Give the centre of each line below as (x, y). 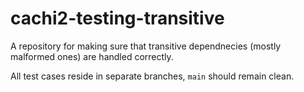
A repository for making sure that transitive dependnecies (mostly (146, 46)
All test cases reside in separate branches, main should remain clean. (152, 76)
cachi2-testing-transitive (117, 18)
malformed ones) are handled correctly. (92, 56)
